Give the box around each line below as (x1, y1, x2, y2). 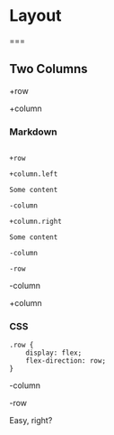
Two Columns (9, 61, 88, 77)
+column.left (9, 170, 58, 179)
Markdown (9, 125, 57, 138)
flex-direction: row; (25, 356, 106, 366)
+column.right (9, 217, 63, 227)
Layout (9, 5, 62, 26)
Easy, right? (9, 415, 53, 426)
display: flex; (25, 348, 83, 357)
